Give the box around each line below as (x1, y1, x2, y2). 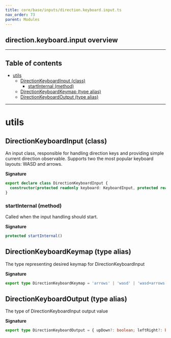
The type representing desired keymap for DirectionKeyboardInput (5, 261, 145, 267)
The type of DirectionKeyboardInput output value (5, 308, 108, 314)
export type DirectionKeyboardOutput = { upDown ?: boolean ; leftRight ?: (5, 328, 163, 333)
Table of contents (5, 59, 62, 68)
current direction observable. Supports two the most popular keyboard (5, 156, 154, 162)
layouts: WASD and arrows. (5, 161, 63, 167)
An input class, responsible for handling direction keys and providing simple (5, 150, 164, 156)
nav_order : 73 (5, 12, 36, 17)
